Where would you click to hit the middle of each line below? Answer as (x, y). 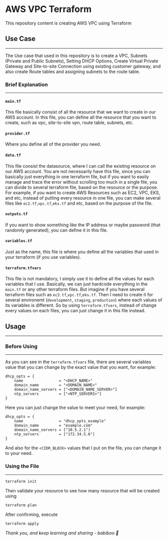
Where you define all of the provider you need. (53, 144)
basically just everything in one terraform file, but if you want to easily (77, 177)
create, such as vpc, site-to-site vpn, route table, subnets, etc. (69, 123)
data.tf (13, 155)
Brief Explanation (27, 85)
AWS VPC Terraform (48, 9)
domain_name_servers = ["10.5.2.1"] (52, 430)
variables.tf (19, 241)
